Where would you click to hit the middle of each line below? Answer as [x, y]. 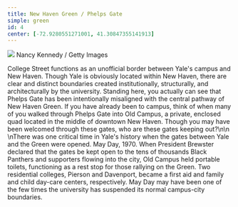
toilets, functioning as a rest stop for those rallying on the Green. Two [109, 167]
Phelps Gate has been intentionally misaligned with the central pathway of [116, 99]
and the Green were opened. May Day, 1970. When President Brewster [111, 144]
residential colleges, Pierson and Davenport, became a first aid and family [116, 174]
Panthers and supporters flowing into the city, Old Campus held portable [114, 159]
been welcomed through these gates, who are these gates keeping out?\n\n [119, 129]
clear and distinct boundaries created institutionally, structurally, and [108, 84]
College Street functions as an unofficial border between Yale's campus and [119, 69]
